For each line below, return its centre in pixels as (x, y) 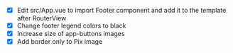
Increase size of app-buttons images (71, 34)
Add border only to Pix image (60, 42)
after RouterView (42, 18)
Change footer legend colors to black (71, 26)
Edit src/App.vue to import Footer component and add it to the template (121, 10)
